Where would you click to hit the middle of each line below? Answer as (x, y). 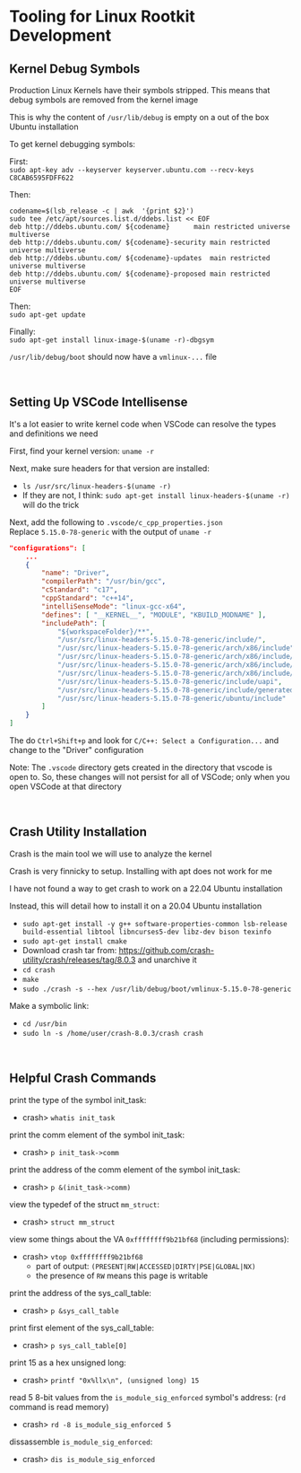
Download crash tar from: (69, 950)
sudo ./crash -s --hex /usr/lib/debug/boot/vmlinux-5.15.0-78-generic (157, 989)
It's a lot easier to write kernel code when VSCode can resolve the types (143, 424)
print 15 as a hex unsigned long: (68, 1363)
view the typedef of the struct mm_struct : (84, 1204)
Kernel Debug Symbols (75, 69)
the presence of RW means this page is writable (122, 1276)
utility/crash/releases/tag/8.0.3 (79, 960)
